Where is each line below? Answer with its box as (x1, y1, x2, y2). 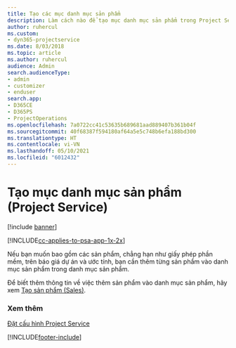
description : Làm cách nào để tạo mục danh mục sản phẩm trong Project (7, 17, 221, 24)
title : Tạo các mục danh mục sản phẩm (7, 10, 121, 18)
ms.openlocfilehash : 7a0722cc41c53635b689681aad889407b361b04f (7, 121, 197, 129)
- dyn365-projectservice (7, 37, 80, 44)
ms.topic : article (7, 50, 61, 57)
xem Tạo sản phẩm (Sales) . (7, 285, 86, 294)
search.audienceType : (7, 69, 71, 76)
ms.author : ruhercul (7, 56, 68, 63)
